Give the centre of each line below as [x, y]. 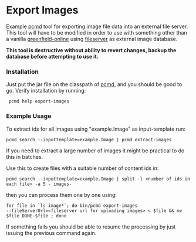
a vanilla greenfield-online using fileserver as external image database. [92, 39]
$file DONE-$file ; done [36, 216]
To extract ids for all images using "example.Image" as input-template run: [96, 129]
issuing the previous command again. [51, 233]
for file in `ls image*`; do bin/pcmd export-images [72, 206]
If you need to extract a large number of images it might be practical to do [95, 151]
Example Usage [29, 116]
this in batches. [25, 156]
